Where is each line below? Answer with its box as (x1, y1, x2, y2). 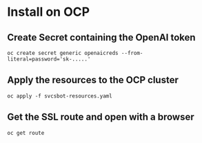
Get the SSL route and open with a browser (7, 111, 194, 123)
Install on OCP (7, 4, 90, 20)
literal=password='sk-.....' (7, 56, 91, 63)
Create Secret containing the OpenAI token (7, 32, 196, 43)
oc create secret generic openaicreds (7, 49, 119, 56)
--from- (121, 49, 143, 56)
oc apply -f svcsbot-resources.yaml (7, 92, 112, 100)
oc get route (7, 129, 45, 136)
